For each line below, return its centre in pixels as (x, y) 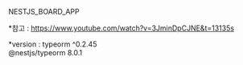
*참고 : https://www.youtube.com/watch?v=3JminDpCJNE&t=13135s (121, 28)
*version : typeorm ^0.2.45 (53, 44)
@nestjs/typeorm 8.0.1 (45, 53)
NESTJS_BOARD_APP (44, 12)
